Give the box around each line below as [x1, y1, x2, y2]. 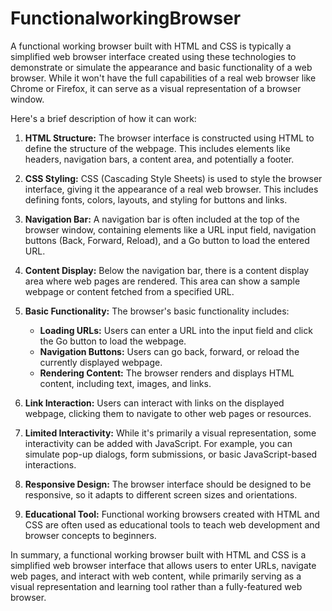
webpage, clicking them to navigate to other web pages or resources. [24, 407, 312, 419]
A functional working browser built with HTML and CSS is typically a [10, 40, 292, 52]
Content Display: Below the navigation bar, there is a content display [24, 264, 310, 276]
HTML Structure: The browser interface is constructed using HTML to [24, 132, 315, 144]
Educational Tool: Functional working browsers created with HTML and [24, 508, 320, 520]
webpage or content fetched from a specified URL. [24, 285, 235, 297]
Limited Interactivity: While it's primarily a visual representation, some [24, 427, 317, 439]
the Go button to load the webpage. [39, 335, 187, 347]
